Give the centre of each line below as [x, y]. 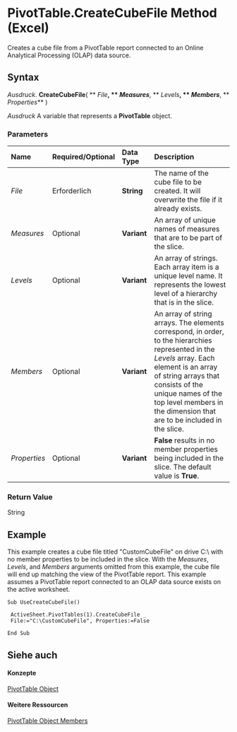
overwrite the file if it [188, 200]
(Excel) [28, 28]
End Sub [19, 634]
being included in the [189, 458]
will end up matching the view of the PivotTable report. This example [107, 574]
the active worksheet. [39, 590]
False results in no [184, 440]
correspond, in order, [189, 332]
